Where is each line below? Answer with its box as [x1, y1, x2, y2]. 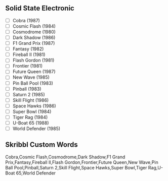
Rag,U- [148, 164, 163, 170]
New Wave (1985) [12, 74, 50, 80]
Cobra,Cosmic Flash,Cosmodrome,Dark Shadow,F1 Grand [5, 154, 125, 160]
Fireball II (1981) [12, 51, 46, 57]
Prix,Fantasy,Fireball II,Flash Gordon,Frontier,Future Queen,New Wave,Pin [5, 159, 158, 165]
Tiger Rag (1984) [12, 114, 48, 120]
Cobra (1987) [12, 17, 40, 23]
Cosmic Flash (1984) [12, 23, 56, 29]
